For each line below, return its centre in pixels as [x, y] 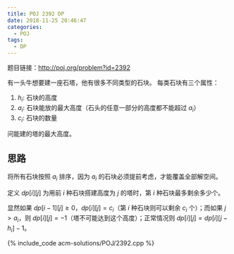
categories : [25, 27]
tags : [15, 40]
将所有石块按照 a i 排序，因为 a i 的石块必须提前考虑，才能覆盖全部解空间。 [115, 177]
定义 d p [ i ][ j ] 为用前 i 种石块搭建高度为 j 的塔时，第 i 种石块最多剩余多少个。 [116, 193]
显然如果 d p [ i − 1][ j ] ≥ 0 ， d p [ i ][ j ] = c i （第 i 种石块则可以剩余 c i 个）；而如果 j [117, 209]
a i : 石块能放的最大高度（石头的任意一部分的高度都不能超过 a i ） [109, 108]
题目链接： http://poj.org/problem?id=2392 [69, 67]
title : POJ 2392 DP [36, 14]
